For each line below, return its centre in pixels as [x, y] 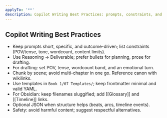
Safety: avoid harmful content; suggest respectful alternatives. [77, 110]
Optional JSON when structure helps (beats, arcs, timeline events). [81, 105]
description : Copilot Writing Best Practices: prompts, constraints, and [84, 14]
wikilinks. [22, 78]
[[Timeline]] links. [30, 100]
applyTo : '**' [20, 10]
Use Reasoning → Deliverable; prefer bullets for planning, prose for [81, 57]
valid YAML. [25, 89]
